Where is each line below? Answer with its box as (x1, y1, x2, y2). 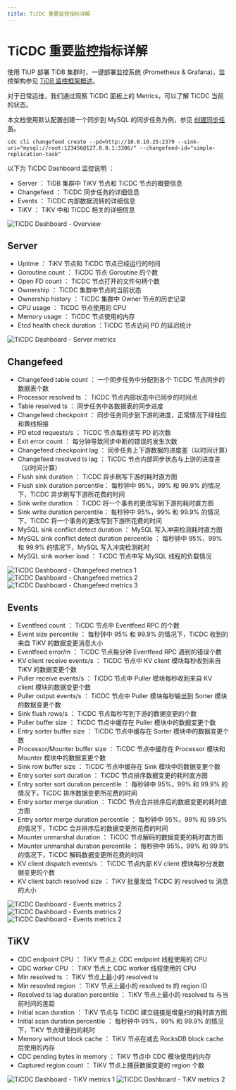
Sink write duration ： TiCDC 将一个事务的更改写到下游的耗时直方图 (17, 499, 214, 508)
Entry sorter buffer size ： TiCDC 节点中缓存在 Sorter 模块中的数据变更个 (17, 727, 229, 735)
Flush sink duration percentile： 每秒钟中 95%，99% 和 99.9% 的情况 (17, 481, 221, 490)
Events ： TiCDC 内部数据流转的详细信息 (17, 196, 136, 205)
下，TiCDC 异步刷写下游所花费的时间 (17, 490, 125, 498)
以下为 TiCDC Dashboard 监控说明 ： (7, 164, 115, 172)
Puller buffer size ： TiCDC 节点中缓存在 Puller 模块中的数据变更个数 (17, 718, 216, 726)
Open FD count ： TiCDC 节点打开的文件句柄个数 (17, 277, 161, 286)
